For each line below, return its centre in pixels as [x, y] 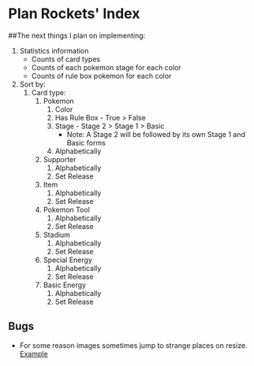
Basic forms [86, 142]
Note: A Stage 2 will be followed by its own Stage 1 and [156, 134]
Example [34, 353]
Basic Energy [65, 285]
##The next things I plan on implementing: [77, 35]
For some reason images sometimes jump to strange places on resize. [133, 345]
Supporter [60, 159]
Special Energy [68, 260]
